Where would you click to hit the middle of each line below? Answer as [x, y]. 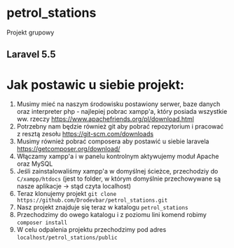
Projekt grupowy [30, 32]
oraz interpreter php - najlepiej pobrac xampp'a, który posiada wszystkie [122, 112]
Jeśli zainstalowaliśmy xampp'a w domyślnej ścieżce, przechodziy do [117, 171]
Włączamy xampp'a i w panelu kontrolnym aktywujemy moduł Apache [118, 157]
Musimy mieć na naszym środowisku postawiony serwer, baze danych [118, 104]
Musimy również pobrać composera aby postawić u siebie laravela [113, 141]
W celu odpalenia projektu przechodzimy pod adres [91, 230]
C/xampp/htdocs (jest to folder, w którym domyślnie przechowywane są [119, 179]
